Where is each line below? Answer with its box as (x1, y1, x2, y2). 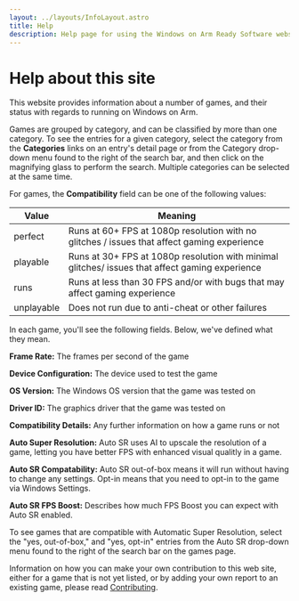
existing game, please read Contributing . (9, 582, 158, 593)
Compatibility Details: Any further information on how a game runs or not (9, 420, 280, 431)
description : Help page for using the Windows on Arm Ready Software (9, 29, 273, 38)
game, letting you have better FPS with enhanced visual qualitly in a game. (9, 447, 282, 458)
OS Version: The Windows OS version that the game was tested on (9, 386, 256, 396)
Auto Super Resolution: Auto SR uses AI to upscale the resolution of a (9, 437, 267, 448)
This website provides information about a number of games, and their (9, 97, 268, 108)
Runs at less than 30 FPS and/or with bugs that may (68, 276, 285, 288)
